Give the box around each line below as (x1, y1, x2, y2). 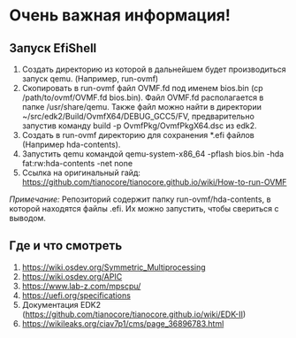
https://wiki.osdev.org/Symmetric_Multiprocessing (21, 262, 206, 273)
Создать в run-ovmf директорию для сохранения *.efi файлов (21, 130, 254, 140)
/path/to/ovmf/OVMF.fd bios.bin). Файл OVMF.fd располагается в (21, 92, 264, 103)
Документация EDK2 (21, 299, 102, 310)
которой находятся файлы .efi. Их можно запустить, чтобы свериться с (9, 204, 279, 213)
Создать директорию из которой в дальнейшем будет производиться (21, 64, 287, 74)
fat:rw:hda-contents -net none (21, 158, 133, 168)
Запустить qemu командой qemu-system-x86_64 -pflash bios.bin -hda (21, 149, 285, 159)
